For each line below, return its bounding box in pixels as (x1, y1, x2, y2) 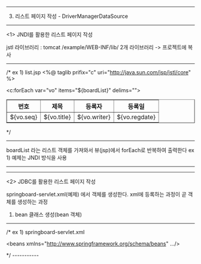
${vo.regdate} (116, 113, 156, 121)
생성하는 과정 (17, 198, 48, 205)
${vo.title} (43, 113, 71, 121)
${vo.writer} (77, 113, 111, 121)
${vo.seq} (10, 113, 38, 121)
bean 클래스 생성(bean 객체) (14, 211, 82, 218)
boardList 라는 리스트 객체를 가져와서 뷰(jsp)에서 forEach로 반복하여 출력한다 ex (6, 147, 194, 153)
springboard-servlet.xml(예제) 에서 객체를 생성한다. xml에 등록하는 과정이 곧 (6, 191, 187, 198)
